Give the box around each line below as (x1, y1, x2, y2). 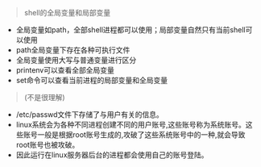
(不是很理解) (23, 93, 66, 102)
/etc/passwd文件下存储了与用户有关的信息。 (15, 110, 164, 119)
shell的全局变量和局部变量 (23, 8, 111, 17)
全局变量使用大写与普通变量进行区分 (15, 56, 137, 65)
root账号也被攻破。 (15, 140, 80, 149)
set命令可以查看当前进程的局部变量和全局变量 (15, 76, 168, 85)
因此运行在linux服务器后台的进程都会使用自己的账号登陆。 (15, 150, 209, 160)
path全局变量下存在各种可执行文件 (15, 45, 130, 55)
